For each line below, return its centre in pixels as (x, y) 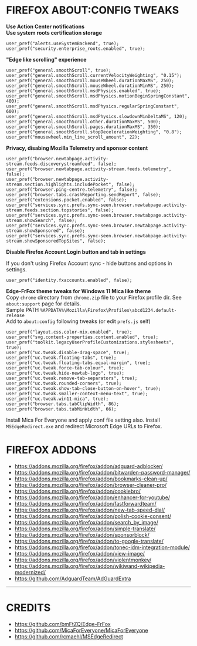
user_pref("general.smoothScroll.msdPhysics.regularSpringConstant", (93, 106)
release (16, 315)
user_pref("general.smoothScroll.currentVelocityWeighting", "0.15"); (94, 75)
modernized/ (30, 572)
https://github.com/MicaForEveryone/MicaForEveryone (81, 630)
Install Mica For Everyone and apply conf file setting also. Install (83, 420)
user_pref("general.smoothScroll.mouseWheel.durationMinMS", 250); (90, 86)
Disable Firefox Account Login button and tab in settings (76, 252)
